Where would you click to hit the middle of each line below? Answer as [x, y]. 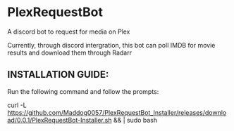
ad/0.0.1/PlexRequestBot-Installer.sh [60, 120]
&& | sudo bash [135, 120]
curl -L [17, 105]
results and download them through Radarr [70, 53]
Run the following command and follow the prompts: [83, 91]
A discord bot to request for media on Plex [69, 32]
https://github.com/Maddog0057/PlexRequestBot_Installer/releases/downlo [117, 112]
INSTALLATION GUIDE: [58, 75]
